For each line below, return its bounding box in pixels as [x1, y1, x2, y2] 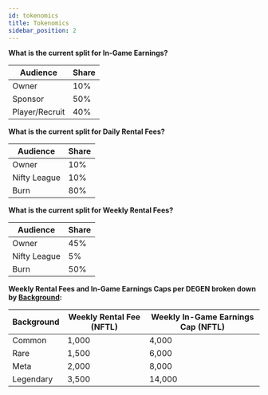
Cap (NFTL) [179, 322, 225, 333]
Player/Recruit [12, 107, 65, 118]
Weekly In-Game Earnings [151, 311, 254, 323]
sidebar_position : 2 [8, 26, 77, 34]
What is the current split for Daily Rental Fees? [8, 127, 165, 136]
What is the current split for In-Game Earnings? [8, 49, 168, 58]
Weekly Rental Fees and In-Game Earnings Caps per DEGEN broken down [8, 284, 257, 294]
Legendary [12, 373, 53, 385]
